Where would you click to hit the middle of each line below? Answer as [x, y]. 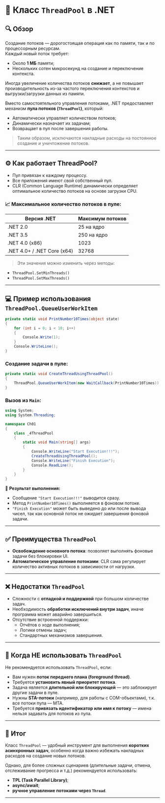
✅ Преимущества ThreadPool [51, 539]
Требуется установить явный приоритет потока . [64, 682]
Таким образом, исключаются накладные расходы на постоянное [87, 138]
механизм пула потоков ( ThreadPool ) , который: [55, 108]
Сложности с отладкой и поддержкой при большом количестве [80, 598]
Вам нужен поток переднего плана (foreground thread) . [71, 677]
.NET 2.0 [18, 227]
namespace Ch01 [21, 424]
